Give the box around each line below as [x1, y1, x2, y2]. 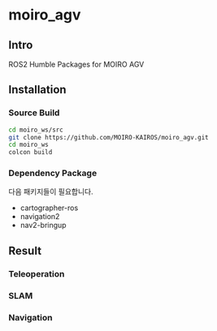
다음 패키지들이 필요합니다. [8, 187, 93, 196]
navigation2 [20, 212, 60, 221]
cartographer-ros [20, 203, 79, 213]
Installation [8, 83, 67, 97]
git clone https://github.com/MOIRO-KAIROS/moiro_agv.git [8, 133, 209, 141]
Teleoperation [8, 268, 65, 279]
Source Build [8, 107, 60, 118]
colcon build [8, 148, 53, 157]
